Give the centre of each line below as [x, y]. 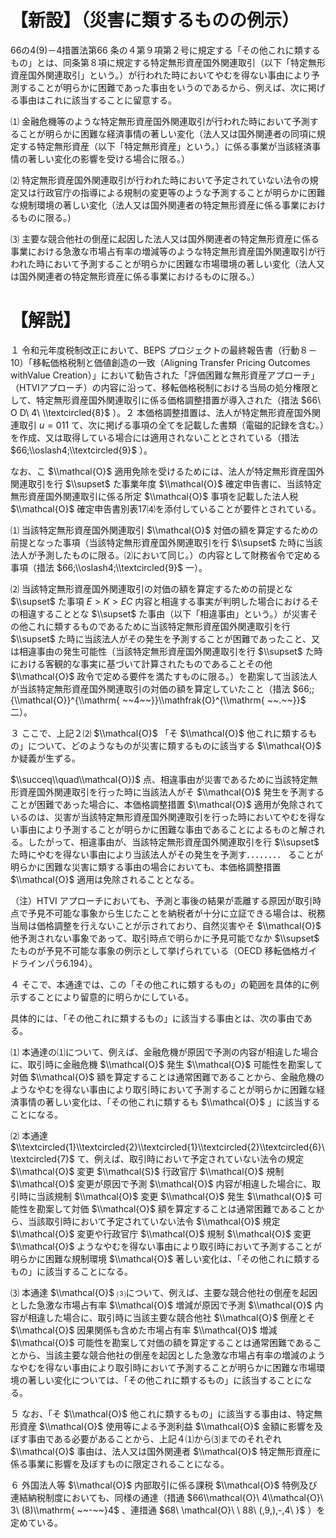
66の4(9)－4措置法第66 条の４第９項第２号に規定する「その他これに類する [165, 50]
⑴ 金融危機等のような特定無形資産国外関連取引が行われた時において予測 [160, 121]
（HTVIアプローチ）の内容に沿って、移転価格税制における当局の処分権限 [160, 387]
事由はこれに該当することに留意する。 [97, 100]
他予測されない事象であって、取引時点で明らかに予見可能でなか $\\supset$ [165, 938]
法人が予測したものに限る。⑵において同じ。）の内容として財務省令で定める [166, 555]
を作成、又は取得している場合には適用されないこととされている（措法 [155, 437]
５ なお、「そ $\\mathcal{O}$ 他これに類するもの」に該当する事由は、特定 [162, 1413]
